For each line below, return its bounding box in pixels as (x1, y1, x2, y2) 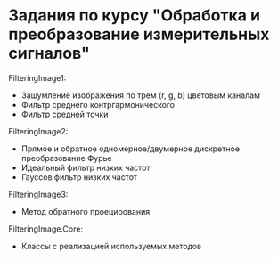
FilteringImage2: (8, 126, 69, 136)
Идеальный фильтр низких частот (20, 162, 151, 173)
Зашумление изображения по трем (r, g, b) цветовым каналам (20, 90, 260, 101)
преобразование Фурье (20, 152, 112, 163)
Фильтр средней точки (20, 109, 109, 119)
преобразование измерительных (8, 24, 270, 45)
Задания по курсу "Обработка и (8, 5, 260, 26)
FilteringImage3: (8, 189, 69, 199)
